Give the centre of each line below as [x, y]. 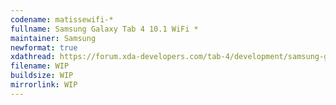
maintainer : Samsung [53, 38]
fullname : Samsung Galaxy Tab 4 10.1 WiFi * [104, 29]
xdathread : [33, 57]
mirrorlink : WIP [44, 85]
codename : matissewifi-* [62, 19]
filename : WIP [40, 66]
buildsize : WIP [42, 76]
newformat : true [44, 47]
